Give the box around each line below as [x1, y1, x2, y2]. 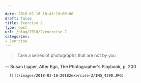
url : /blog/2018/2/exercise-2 [5, 30, 67, 35]
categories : [5, 34, 29, 39]
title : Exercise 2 [5, 21, 43, 25]
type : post [5, 25, 28, 30]
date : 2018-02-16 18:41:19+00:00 [5, 11, 74, 16]
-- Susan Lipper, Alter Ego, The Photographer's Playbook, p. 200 [5, 63, 137, 69]
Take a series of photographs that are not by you [17, 52, 116, 58]
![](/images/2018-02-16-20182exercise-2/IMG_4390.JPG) [9, 73, 124, 78]
